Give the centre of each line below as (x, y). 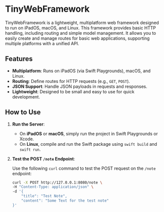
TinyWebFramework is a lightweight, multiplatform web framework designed (82, 23)
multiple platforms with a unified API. (42, 43)
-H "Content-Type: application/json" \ (53, 187)
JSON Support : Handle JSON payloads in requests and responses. (80, 86)
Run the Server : (28, 124)
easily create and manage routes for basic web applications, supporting (78, 38)
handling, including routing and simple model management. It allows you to (81, 33)
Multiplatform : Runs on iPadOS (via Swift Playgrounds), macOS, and (81, 71)
